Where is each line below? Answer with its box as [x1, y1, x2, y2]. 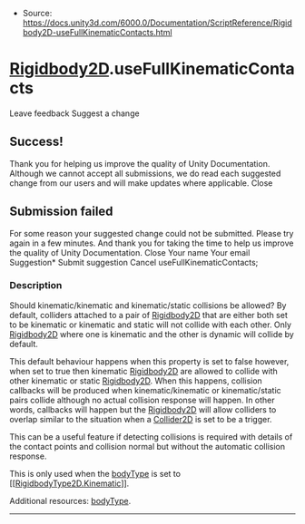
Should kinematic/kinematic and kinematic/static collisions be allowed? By [9, 299, 287, 311]
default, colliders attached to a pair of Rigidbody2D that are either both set [9, 309, 288, 320]
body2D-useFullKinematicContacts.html [22, 27, 172, 37]
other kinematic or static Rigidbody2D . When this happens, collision [9, 375, 263, 386]
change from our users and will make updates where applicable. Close [9, 177, 273, 189]
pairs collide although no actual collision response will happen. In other [9, 394, 275, 405]
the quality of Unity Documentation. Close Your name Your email [9, 247, 251, 257]
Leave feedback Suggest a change [9, 108, 140, 119]
